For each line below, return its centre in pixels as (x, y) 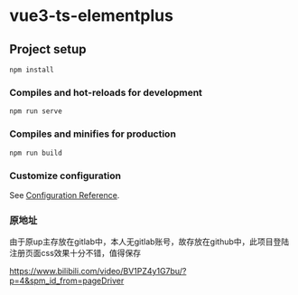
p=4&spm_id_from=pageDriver (67, 281)
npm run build (36, 153)
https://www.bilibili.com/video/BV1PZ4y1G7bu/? (98, 271)
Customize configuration (65, 176)
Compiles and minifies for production (93, 134)
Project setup (48, 49)
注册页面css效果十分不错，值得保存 (75, 253)
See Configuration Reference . (65, 195)
